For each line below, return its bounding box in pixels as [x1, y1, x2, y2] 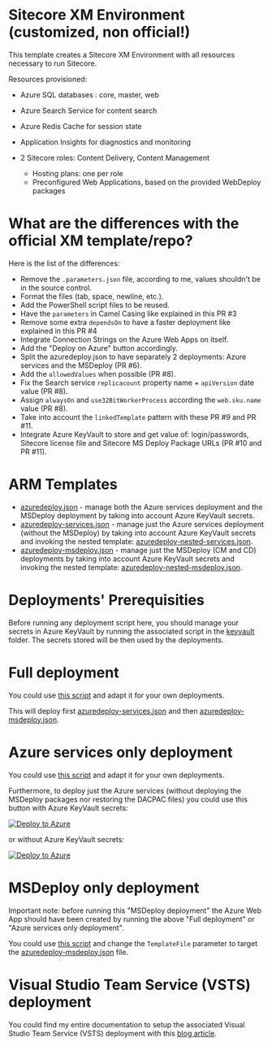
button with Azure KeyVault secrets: [8, 802, 128, 813]
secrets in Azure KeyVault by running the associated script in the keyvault [8, 626, 255, 636]
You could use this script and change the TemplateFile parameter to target [8, 938, 258, 948]
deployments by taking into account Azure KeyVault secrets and [19, 554, 235, 564]
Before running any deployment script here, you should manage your [8, 617, 240, 627]
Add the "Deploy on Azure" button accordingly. [19, 343, 179, 352]
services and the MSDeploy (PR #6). [19, 360, 142, 370]
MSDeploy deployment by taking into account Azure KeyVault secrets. [19, 510, 255, 521]
